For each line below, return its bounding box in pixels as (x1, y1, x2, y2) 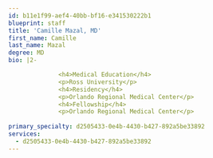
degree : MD (8, 49, 45, 57)
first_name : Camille (8, 34, 77, 42)
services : (8, 130, 41, 138)
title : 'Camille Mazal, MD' (8, 26, 102, 34)
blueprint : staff (8, 19, 66, 27)
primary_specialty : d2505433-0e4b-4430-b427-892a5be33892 (8, 123, 205, 131)
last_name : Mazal (8, 41, 66, 49)
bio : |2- (8, 57, 37, 65)
